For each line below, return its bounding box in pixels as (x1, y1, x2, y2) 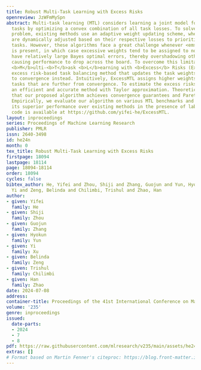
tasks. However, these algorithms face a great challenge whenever (11, 43, 184, 49)
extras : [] (6, 349, 33, 355)
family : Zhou (11, 215, 44, 221)
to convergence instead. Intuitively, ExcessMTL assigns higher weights (11, 76, 197, 82)
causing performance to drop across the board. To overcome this (11, 59, 178, 65)
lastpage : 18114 (6, 160, 47, 166)
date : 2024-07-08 (6, 287, 50, 294)
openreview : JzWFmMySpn (6, 14, 66, 20)
